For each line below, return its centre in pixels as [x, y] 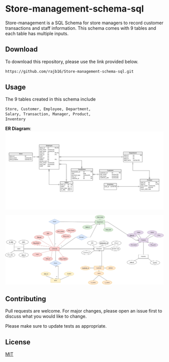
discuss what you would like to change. [46, 317]
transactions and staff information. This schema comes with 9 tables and [81, 28]
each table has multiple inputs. [37, 33]
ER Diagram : [18, 129]
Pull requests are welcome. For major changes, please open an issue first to [84, 311]
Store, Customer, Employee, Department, [48, 109]
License [18, 342]
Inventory [16, 119]
